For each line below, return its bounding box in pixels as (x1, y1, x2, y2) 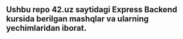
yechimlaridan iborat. (6, 23, 87, 33)
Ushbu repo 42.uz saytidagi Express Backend (6, 5, 178, 15)
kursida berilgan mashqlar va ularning (6, 14, 149, 24)
